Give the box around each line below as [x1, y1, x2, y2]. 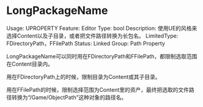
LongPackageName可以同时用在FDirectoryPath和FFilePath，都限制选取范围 [6, 52, 197, 60]
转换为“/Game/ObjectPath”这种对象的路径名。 [11, 94, 127, 101]
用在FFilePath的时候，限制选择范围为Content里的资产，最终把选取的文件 [6, 86, 190, 93]
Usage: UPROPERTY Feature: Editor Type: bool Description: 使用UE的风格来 [6, 24, 197, 32]
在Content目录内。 [6, 60, 54, 67]
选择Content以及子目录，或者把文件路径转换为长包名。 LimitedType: [6, 32, 179, 40]
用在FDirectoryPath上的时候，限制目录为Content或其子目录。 [6, 73, 161, 80]
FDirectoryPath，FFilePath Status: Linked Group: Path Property [6, 40, 165, 47]
